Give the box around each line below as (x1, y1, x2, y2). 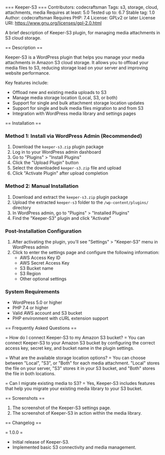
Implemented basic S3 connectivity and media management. (12, 445, 136, 451)
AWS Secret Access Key (19, 260, 70, 266)
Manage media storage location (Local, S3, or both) (12, 94, 118, 100)
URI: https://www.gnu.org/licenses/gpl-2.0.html (5, 20, 102, 26)
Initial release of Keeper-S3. (12, 439, 69, 445)
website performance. (5, 70, 51, 76)
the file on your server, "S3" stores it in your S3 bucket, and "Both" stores (5, 365, 155, 371)
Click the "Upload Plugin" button (12, 160, 79, 166)
